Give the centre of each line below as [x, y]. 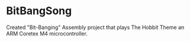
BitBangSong [39, 11]
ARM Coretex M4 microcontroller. [47, 33]
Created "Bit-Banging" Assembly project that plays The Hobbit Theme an [95, 27]
